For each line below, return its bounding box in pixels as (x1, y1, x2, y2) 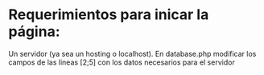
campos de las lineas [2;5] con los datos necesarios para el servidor (8, 57, 235, 67)
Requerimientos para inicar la (8, 6, 209, 24)
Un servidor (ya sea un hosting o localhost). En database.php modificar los (8, 49, 257, 58)
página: (8, 22, 60, 41)
